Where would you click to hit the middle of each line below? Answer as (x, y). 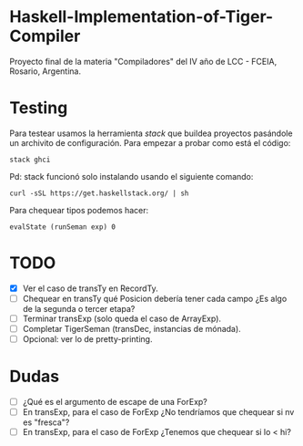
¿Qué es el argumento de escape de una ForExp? (115, 402)
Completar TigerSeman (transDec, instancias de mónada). (131, 329)
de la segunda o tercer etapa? (79, 308)
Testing (39, 108)
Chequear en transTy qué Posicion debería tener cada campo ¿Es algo (155, 298)
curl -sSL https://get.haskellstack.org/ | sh (99, 193)
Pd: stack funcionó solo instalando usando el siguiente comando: (131, 176)
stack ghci (30, 160)
